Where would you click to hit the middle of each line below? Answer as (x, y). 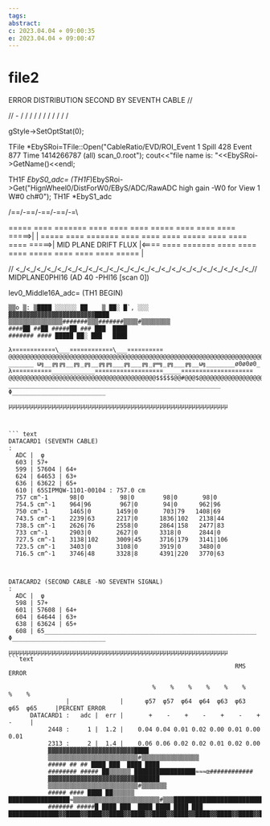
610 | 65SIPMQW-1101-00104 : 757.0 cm (81, 491)
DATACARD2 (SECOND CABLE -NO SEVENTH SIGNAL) (86, 582)
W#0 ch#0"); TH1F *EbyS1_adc (60, 197)
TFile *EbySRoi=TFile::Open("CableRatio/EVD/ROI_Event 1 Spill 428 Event (130, 147)
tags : (17, 16)
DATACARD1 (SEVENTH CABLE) (53, 442)
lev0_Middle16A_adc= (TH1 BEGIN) (66, 293)
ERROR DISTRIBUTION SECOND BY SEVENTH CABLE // (100, 100)
